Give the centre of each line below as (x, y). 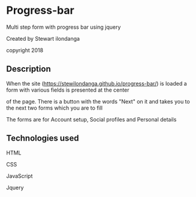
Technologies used (43, 138)
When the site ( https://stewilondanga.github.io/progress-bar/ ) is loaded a (97, 83)
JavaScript (19, 176)
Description (28, 69)
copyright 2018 (25, 50)
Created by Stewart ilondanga (43, 38)
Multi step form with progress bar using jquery (64, 27)
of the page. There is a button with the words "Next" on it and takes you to (98, 101)
